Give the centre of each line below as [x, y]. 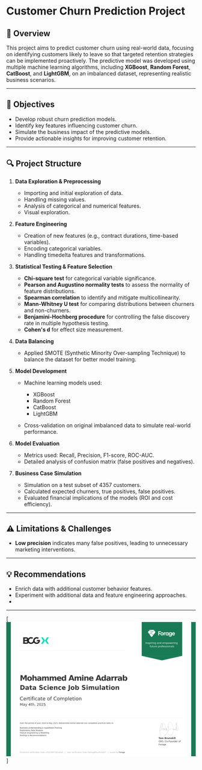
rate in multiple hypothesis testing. [66, 323]
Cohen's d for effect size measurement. [73, 329]
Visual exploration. [47, 212]
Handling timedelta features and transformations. [85, 255]
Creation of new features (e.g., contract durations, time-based [101, 235]
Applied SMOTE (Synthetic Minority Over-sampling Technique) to [105, 353]
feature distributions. [50, 291]
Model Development [41, 371]
